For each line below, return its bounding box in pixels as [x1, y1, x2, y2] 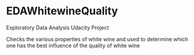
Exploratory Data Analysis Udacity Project [6, 24, 109, 31]
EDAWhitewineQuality [6, 4, 118, 18]
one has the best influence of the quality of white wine [6, 42, 140, 49]
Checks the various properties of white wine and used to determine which [6, 35, 189, 42]
